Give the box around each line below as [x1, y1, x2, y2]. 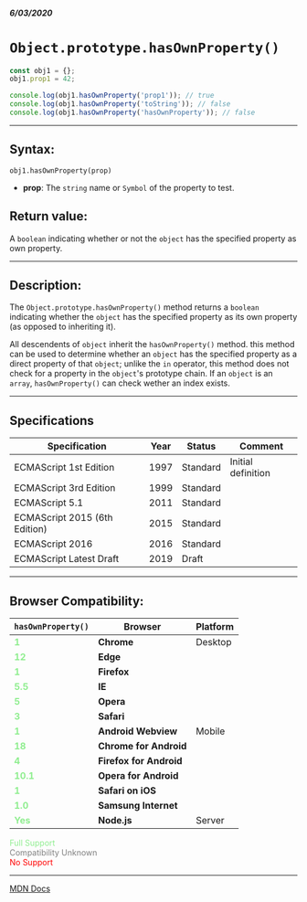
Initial [229, 455, 253, 468]
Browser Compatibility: [9, 593, 144, 609]
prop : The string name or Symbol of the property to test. [22, 182, 235, 193]
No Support [9, 856, 53, 867]
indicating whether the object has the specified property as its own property [9, 312, 298, 323]
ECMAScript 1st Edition [14, 462, 115, 474]
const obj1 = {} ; [9, 66, 76, 75]
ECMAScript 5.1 [14, 496, 84, 509]
